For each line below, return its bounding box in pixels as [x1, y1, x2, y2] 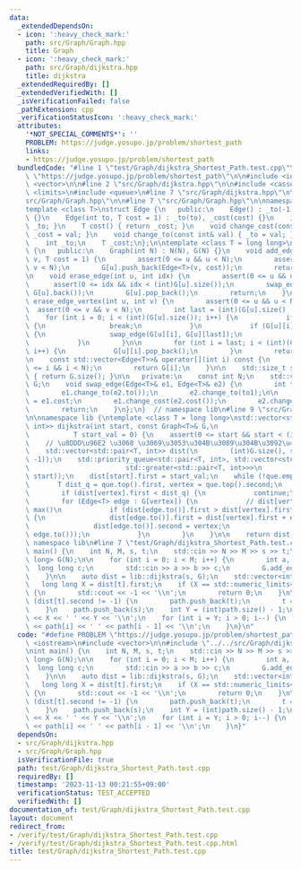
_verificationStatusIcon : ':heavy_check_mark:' [17, 113, 199, 122]
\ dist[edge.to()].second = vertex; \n [25, 522, 230, 531]
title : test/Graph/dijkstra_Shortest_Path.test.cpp [9, 847, 206, 857]
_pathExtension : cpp [17, 105, 94, 114]
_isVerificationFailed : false [17, 96, 130, 106]
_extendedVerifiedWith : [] [17, 88, 118, 97]
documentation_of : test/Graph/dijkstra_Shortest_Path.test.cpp [9, 805, 251, 814]
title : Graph [25, 47, 74, 56]
